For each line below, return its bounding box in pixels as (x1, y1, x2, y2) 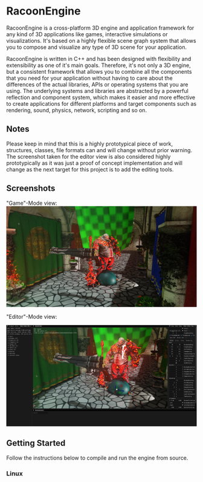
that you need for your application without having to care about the (6, 74, 173, 82)
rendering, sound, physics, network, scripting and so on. (6, 106, 147, 114)
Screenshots (6, 183, 56, 194)
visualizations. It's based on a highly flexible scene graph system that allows (6, 37, 196, 44)
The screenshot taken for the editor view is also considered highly (6, 153, 171, 160)
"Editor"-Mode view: (6, 313, 57, 321)
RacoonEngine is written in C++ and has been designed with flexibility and (6, 55, 192, 62)
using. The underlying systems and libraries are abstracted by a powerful (6, 87, 188, 94)
